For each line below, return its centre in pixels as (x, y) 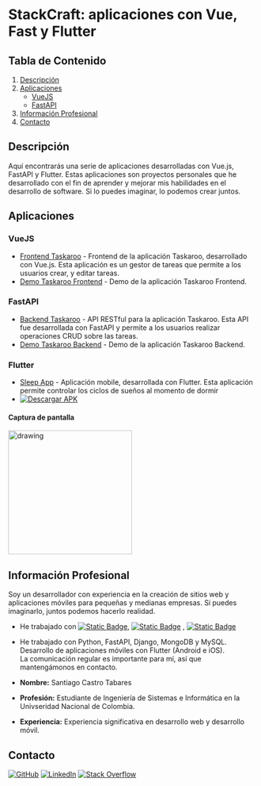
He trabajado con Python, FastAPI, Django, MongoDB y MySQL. (123, 642)
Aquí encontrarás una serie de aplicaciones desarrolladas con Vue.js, (121, 166)
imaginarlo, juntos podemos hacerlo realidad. (82, 612)
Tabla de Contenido (57, 61)
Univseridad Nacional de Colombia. (77, 707)
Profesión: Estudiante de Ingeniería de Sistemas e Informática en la (130, 698)
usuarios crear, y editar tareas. (70, 273)
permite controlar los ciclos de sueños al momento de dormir (119, 391)
